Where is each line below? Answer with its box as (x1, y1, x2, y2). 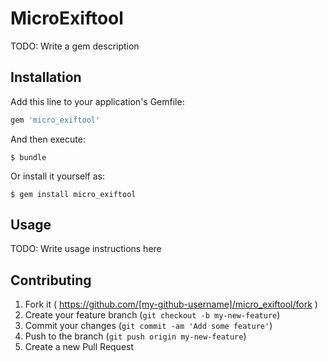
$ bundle (10, 152, 47, 162)
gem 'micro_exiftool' (10, 115, 101, 125)
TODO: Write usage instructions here (10, 243, 162, 255)
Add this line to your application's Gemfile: (10, 95, 185, 107)
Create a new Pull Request (24, 341, 135, 353)
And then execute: (10, 133, 86, 145)
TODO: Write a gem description (10, 40, 140, 52)
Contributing (10, 272, 92, 289)
